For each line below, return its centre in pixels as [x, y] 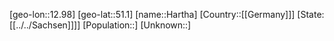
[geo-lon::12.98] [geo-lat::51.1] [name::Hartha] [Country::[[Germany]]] [152, 14]
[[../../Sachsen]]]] [45, 25]
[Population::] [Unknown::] [137, 25]
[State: [311, 14]
